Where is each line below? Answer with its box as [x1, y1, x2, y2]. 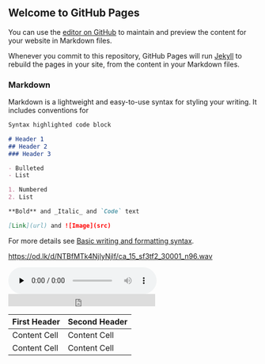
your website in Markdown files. [8, 36, 112, 45]
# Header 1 [8, 135, 44, 143]
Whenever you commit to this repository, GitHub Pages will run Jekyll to [8, 51, 243, 60]
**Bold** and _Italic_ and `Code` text [8, 207, 140, 216]
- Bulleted [8, 164, 44, 173]
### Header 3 [8, 150, 51, 157]
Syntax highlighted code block [8, 121, 112, 129]
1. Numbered [8, 186, 47, 194]
